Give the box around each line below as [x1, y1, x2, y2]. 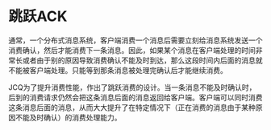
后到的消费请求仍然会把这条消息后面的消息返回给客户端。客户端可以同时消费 [8, 92, 263, 102]
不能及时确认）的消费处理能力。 [15, 112, 122, 122]
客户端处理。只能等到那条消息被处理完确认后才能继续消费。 [29, 65, 227, 75]
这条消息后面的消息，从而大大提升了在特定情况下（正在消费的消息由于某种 [8, 102, 256, 112]
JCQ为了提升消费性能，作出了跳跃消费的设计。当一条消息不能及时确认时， [8, 82, 256, 92]
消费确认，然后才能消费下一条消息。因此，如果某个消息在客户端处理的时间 [8, 45, 256, 55]
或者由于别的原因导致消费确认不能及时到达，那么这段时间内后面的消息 [22, 55, 256, 65]
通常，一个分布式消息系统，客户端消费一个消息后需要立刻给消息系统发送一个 [8, 35, 263, 45]
